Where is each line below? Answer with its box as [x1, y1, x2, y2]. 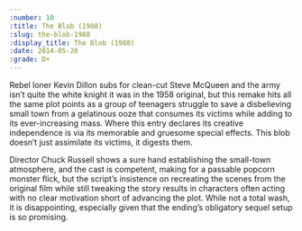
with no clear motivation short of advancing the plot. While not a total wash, [9, 192, 290, 203]
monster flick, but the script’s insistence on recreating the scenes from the [9, 173, 286, 184]
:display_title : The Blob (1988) [9, 38, 135, 48]
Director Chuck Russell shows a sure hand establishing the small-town [9, 155, 271, 164]
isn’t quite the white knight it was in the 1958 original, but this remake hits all [9, 89, 292, 100]
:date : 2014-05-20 [9, 47, 78, 56]
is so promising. [9, 212, 69, 222]
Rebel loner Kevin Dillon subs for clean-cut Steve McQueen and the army [9, 80, 281, 90]
